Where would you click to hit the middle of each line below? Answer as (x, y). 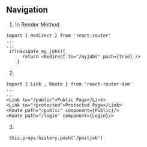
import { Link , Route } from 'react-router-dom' (70, 84)
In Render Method (37, 24)
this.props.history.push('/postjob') (56, 138)
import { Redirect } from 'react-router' (59, 36)
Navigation (27, 10)
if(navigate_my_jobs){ (37, 51)
